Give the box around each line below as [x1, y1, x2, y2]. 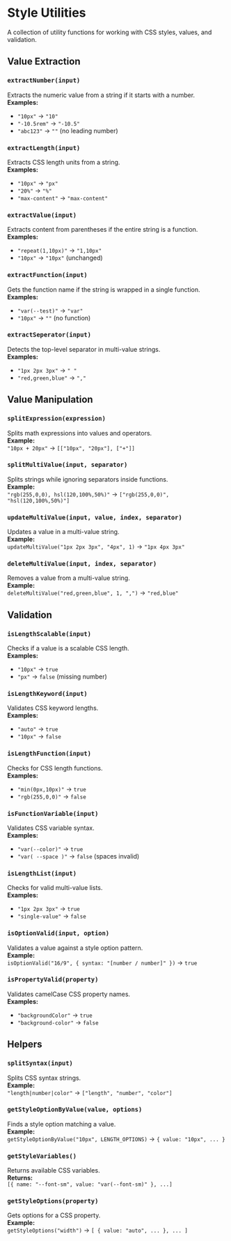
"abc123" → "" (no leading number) [17, 126, 118, 135]
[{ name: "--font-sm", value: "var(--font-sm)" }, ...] [7, 1181, 173, 1188]
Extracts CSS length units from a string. [7, 158, 120, 166]
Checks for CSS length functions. [7, 764, 103, 772]
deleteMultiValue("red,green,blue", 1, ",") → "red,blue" [7, 588, 179, 597]
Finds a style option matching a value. [7, 1120, 116, 1128]
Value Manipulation [7, 394, 93, 406]
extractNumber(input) [7, 77, 81, 84]
